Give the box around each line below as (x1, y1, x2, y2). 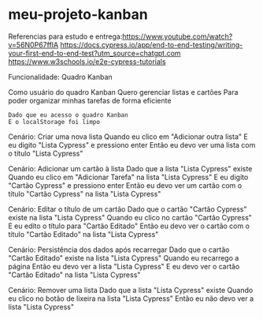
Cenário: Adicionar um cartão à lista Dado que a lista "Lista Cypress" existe (8, 163, 253, 173)
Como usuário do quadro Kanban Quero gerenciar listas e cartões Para (8, 87, 239, 96)
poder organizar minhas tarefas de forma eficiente (8, 96, 172, 105)
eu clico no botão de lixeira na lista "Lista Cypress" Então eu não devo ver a (8, 294, 254, 303)
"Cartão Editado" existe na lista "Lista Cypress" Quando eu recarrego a (8, 253, 239, 262)
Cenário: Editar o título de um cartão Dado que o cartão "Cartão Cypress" (8, 204, 247, 214)
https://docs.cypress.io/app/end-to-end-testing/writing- (60, 39, 243, 49)
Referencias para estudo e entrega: (8, 32, 123, 41)
